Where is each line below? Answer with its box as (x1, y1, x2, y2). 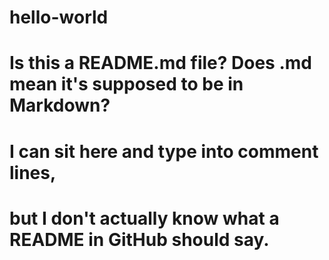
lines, (9, 161, 57, 184)
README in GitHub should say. (9, 228, 270, 251)
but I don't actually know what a (9, 207, 280, 230)
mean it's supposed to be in (9, 73, 244, 96)
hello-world (9, 6, 109, 29)
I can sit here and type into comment (9, 140, 319, 163)
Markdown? (9, 94, 111, 117)
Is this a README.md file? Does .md (9, 52, 312, 75)
